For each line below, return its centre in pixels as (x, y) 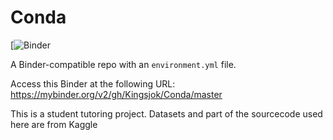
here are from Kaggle (54, 124)
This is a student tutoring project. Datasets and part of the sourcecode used (166, 113)
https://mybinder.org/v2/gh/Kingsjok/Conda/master (116, 94)
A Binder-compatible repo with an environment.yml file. (123, 64)
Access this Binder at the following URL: (93, 83)
